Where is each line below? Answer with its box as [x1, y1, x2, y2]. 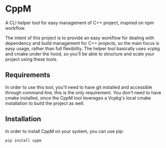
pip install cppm [5, 138, 42, 143]
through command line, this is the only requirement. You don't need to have [5, 89, 161, 96]
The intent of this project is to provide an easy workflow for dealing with [5, 35, 154, 41]
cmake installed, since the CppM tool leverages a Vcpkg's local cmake [5, 95, 151, 101]
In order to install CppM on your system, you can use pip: [5, 128, 124, 134]
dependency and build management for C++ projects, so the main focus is [5, 40, 159, 46]
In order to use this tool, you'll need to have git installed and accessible [5, 84, 152, 90]
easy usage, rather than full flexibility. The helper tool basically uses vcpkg [5, 45, 160, 51]
